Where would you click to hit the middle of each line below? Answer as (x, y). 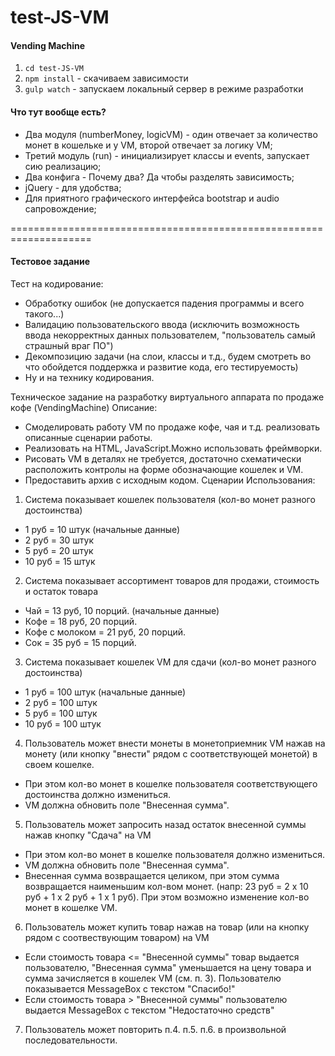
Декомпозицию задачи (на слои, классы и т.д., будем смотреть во (168, 356)
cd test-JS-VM (54, 69)
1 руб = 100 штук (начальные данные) (105, 692)
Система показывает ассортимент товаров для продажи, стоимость (172, 580)
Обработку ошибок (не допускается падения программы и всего (164, 303)
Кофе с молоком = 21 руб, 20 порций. (105, 632)
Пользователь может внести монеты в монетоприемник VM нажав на (175, 743)
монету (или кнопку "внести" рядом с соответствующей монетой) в (171, 753)
